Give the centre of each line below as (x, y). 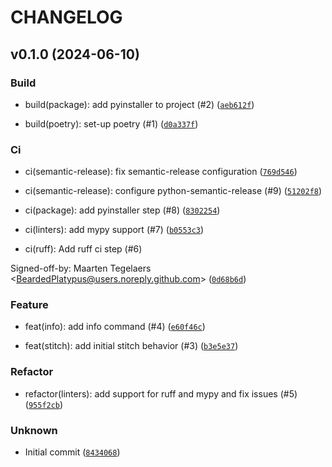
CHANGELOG (66, 17)
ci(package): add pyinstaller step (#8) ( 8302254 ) (122, 210)
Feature (29, 305)
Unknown (34, 430)
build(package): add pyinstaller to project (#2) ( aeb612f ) (139, 104)
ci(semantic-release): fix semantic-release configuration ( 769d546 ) (161, 172)
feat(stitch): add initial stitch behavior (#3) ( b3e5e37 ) (131, 346)
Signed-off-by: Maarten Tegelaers (81, 268)
